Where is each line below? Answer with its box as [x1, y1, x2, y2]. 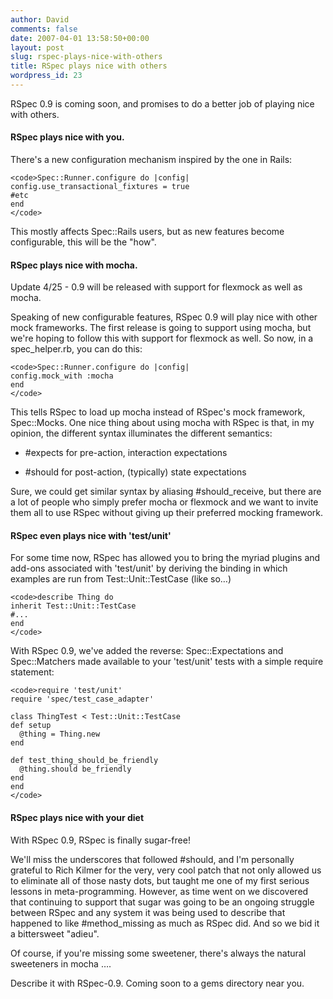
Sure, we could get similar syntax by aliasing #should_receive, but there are [10, 486, 322, 498]
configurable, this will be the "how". [10, 236, 157, 248]
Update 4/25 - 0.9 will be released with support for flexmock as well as [10, 281, 303, 293]
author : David [10, 14, 70, 25]
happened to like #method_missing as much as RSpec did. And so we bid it [10, 917, 320, 929]
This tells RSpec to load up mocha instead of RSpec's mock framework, [10, 406, 306, 418]
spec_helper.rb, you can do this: [10, 343, 143, 355]
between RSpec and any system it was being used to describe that [10, 906, 286, 918]
